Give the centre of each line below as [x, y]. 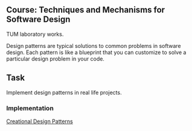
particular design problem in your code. [55, 59]
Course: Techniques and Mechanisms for [85, 10]
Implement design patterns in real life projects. [64, 92]
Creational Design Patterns [40, 121]
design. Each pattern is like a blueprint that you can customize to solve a [96, 52]
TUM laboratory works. [35, 34]
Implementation [30, 108]
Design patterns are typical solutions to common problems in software [94, 45]
